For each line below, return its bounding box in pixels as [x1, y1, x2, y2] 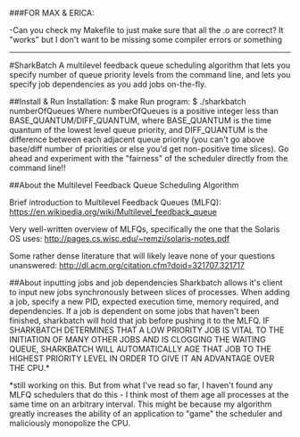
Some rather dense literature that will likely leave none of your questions [9, 251, 275, 261]
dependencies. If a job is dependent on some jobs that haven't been [9, 306, 261, 316]
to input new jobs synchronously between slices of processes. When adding [9, 287, 290, 297]
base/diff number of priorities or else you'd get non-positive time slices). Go [9, 144, 289, 154]
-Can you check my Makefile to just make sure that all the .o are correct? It [9, 25, 284, 35]
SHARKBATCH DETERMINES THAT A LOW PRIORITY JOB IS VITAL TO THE [9, 325, 285, 335]
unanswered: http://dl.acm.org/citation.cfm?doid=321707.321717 [9, 260, 246, 270]
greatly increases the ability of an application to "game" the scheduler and [9, 408, 283, 418]
